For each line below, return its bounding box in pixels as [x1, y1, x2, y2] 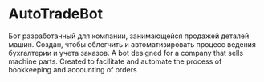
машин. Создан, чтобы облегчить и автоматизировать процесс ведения [8, 39, 257, 49]
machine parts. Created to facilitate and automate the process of [8, 57, 222, 66]
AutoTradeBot [8, 5, 103, 23]
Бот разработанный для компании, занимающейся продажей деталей [8, 31, 250, 41]
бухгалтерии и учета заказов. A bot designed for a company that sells [8, 48, 243, 57]
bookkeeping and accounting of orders [8, 64, 138, 74]
